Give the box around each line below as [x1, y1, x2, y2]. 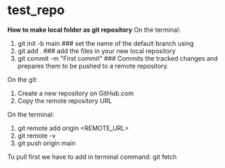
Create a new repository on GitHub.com [17, 89, 134, 97]
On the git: [7, 75, 38, 83]
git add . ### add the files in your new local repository [17, 47, 175, 55]
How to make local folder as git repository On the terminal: [7, 25, 181, 34]
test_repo [7, 2, 65, 18]
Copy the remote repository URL [17, 96, 112, 104]
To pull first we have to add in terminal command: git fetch [7, 152, 177, 161]
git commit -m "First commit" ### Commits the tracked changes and [17, 54, 218, 62]
